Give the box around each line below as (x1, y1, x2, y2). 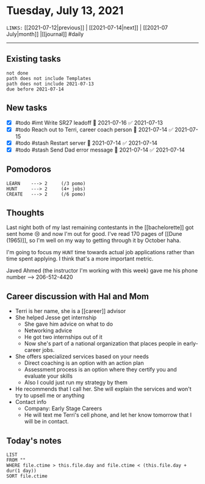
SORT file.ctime (6, 473, 48, 480)
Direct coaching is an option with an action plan (24, 359, 145, 367)
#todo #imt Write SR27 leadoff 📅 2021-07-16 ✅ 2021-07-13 (15, 119, 164, 126)
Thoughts (6, 208, 45, 218)
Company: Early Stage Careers (24, 405, 103, 413)
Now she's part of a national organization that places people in (24, 340, 182, 347)
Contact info (15, 398, 47, 406)
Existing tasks (6, 54, 61, 64)
